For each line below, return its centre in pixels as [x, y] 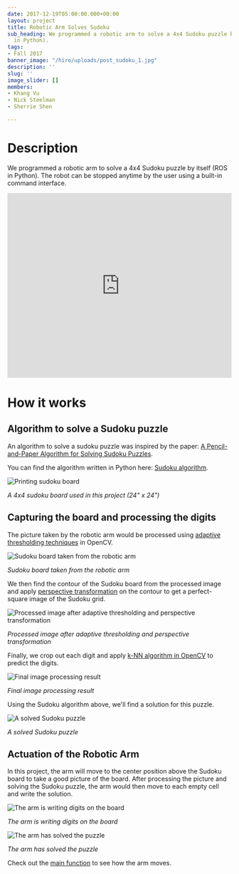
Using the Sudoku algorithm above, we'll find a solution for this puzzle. [111, 704]
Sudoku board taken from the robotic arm [69, 570]
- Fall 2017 [25, 54]
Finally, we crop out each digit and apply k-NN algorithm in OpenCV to [110, 655]
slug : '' [20, 73]
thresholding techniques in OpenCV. [60, 542]
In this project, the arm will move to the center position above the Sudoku [115, 771]
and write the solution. [40, 794]
